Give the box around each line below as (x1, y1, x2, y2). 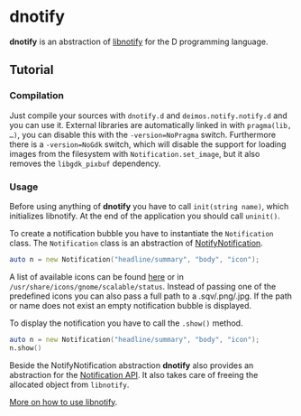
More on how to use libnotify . (9, 396, 118, 407)
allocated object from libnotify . (9, 379, 130, 390)
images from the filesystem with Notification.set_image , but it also (9, 148, 260, 159)
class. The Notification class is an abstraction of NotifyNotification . (9, 237, 263, 248)
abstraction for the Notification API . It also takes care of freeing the (9, 369, 259, 380)
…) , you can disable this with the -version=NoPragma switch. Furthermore (9, 129, 277, 140)
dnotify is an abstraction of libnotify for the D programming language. (9, 36, 269, 47)
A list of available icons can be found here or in (9, 271, 185, 282)
